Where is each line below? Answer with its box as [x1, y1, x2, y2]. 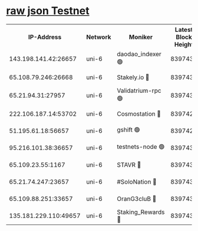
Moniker [128, 32, 153, 41]
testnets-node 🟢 [117, 143, 165, 151]
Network [86, 32, 111, 41]
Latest [174, 25, 193, 34]
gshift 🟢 [117, 126, 140, 134]
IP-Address [28, 32, 62, 41]
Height [174, 40, 194, 48]
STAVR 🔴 [117, 161, 141, 169]
